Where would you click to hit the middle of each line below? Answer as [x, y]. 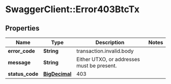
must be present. [96, 66]
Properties [22, 28]
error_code [22, 51]
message [19, 62]
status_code [23, 74]
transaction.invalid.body [105, 51]
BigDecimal [57, 74]
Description [110, 43]
